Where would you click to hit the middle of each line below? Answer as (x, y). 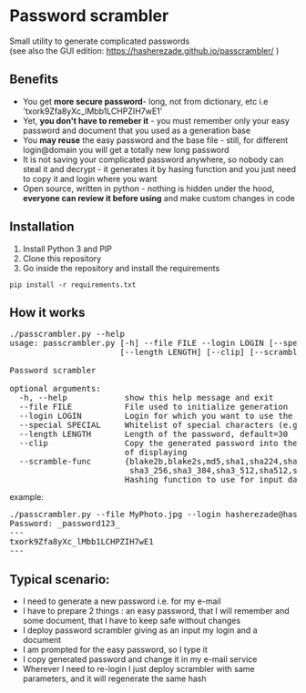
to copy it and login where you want (90, 178)
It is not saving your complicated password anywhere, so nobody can (153, 159)
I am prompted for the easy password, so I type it (115, 650)
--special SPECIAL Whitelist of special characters (146, 425)
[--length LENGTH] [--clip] (183, 352)
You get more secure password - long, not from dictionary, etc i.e (145, 101)
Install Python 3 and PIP (67, 249)
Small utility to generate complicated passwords (100, 41)
